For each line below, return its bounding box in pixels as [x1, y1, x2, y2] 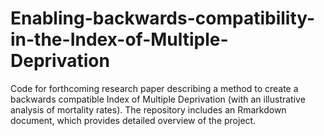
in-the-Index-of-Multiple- [10, 28, 229, 51]
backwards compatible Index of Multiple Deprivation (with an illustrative [10, 93, 306, 105]
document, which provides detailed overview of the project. [10, 114, 257, 126]
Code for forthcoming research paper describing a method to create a [10, 82, 299, 94]
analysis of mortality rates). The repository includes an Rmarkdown [10, 103, 287, 116]
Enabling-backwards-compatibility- [10, 7, 316, 30]
